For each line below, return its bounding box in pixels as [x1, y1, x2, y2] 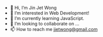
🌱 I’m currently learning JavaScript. [10, 15, 85, 21]
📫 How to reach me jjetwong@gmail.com [10, 26, 98, 32]
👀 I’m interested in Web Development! [10, 10, 89, 16]
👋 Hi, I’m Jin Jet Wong [10, 5, 57, 10]
